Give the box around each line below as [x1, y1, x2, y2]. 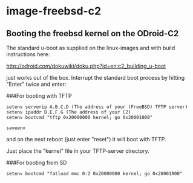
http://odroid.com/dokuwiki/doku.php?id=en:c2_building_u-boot [6, 62, 166, 69]
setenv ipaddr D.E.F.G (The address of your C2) [6, 109, 131, 115]
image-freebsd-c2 [6, 4, 102, 18]
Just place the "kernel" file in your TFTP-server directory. [6, 147, 149, 155]
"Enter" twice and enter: [6, 80, 67, 88]
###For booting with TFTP [6, 92, 72, 99]
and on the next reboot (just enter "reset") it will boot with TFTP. [6, 136, 166, 143]
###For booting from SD [6, 159, 67, 166]
